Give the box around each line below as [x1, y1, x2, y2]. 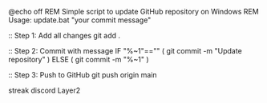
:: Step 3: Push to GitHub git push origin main [8, 70, 158, 79]
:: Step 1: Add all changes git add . [8, 31, 121, 40]
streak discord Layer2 [8, 85, 81, 95]
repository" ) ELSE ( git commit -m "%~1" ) [8, 55, 150, 64]
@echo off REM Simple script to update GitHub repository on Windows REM [8, 7, 259, 16]
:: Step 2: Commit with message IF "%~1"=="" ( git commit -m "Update [8, 46, 242, 55]
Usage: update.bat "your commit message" [8, 15, 152, 25]
